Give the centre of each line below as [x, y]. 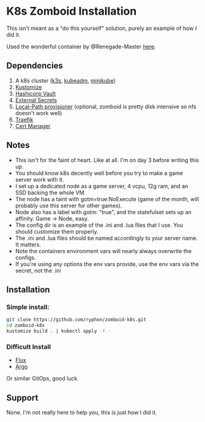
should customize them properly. [57, 231]
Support [22, 398]
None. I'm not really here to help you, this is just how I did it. [82, 412]
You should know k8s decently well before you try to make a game [99, 173]
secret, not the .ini [38, 270]
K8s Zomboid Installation [72, 11]
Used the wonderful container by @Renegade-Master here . [81, 46]
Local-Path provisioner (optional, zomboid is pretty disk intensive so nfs [106, 106]
